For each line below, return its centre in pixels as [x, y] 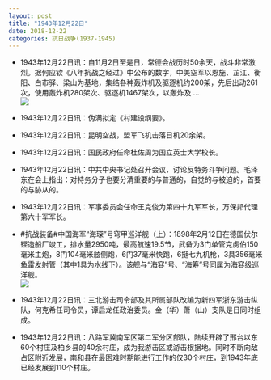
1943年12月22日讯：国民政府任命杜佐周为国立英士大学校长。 [121, 152]
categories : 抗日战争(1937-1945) [62, 38]
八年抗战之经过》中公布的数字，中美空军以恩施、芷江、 [162, 73]
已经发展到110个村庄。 [57, 368]
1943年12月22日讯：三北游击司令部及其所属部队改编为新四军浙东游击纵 [139, 300]
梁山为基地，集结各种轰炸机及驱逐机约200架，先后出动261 [160, 82]
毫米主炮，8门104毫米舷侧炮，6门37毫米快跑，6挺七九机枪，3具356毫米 [141, 255]
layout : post [30, 16]
